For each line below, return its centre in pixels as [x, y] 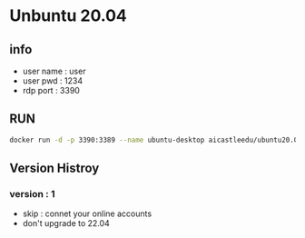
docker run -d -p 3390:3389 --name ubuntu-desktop [107, 140]
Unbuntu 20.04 [68, 16]
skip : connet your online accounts [87, 213]
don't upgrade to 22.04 [66, 223]
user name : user [54, 71]
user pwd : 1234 [53, 81]
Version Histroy [54, 169]
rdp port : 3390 [51, 90]
